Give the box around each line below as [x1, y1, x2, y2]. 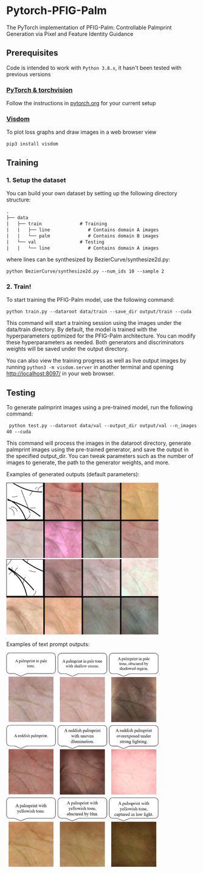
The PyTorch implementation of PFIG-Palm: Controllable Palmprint [6, 24, 172, 31]
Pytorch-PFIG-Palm [6, 4, 108, 18]
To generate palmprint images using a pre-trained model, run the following [6, 404, 193, 411]
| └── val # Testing [6, 239, 105, 245]
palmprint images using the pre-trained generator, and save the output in [6, 446, 189, 453]
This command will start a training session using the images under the [6, 319, 182, 327]
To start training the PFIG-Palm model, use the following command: [6, 296, 174, 304]
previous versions [6, 71, 51, 78]
